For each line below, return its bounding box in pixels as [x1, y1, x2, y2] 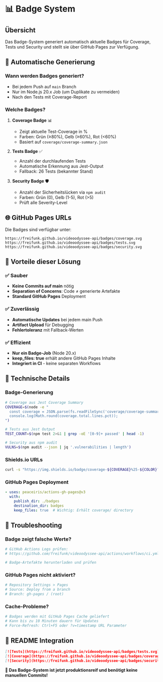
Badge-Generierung [5, 389, 53, 396]
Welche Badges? [5, 106, 46, 113]
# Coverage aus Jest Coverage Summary [5, 400, 83, 405]
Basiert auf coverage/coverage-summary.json [19, 139, 108, 145]
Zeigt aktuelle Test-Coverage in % [19, 129, 88, 134]
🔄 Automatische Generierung [5, 58, 95, 67]
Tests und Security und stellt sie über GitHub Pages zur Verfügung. [5, 44, 140, 50]
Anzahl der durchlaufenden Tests [19, 158, 86, 164]
